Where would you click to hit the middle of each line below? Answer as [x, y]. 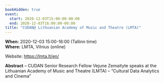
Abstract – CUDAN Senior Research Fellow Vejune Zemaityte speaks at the [81, 66]
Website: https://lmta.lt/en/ [32, 56]
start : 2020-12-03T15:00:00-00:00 [45, 19]
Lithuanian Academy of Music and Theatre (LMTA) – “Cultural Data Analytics [82, 71]
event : [12, 14]
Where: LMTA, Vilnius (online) [35, 47]
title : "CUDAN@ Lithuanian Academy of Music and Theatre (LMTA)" [73, 28]
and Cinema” [18, 76]
